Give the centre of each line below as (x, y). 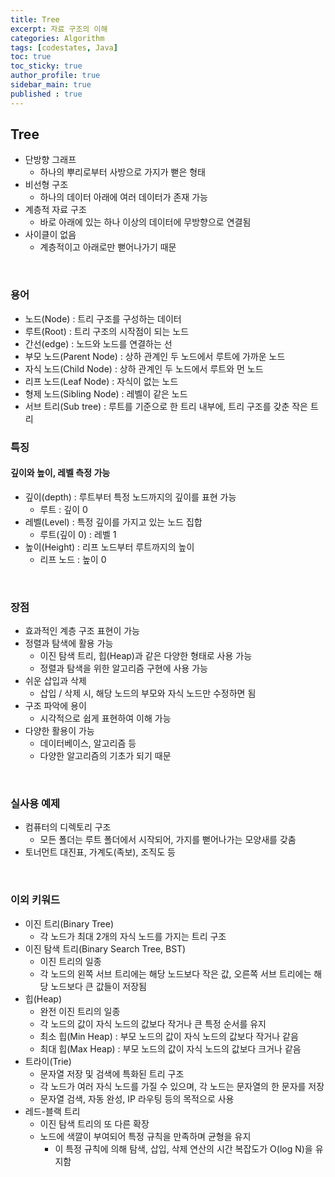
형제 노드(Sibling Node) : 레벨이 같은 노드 (106, 393)
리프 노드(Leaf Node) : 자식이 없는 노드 (101, 381)
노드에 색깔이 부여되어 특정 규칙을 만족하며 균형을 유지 (145, 1136)
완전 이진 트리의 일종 (80, 1011)
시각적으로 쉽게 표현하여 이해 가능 (105, 718)
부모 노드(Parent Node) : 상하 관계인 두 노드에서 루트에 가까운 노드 (155, 356)
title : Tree (35, 19)
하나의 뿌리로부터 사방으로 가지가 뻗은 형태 (123, 172)
